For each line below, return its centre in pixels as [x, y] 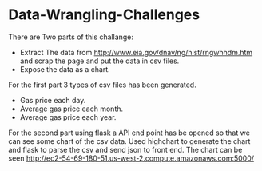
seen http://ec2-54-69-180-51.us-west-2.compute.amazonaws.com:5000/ [131, 158]
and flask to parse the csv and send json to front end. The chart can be [125, 149]
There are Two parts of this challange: [71, 37]
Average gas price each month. [71, 109]
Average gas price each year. [68, 117]
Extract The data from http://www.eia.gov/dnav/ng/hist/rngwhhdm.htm [136, 52]
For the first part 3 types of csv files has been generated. [103, 85]
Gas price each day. [53, 100]
